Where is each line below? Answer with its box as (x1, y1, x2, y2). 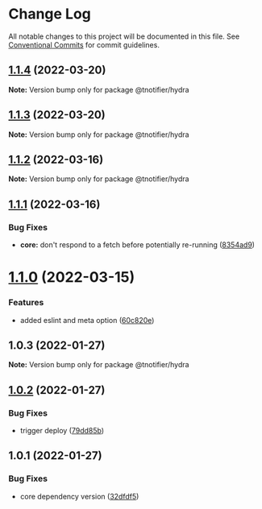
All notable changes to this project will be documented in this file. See (8, 31, 240, 41)
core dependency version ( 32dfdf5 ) (19, 491, 139, 501)
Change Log (8, 5, 91, 23)
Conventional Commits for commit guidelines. (8, 39, 160, 49)
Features (8, 297, 44, 308)
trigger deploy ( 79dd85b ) (19, 426, 105, 436)
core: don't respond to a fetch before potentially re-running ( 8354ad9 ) (19, 240, 256, 250)
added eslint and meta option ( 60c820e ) (19, 315, 155, 325)
